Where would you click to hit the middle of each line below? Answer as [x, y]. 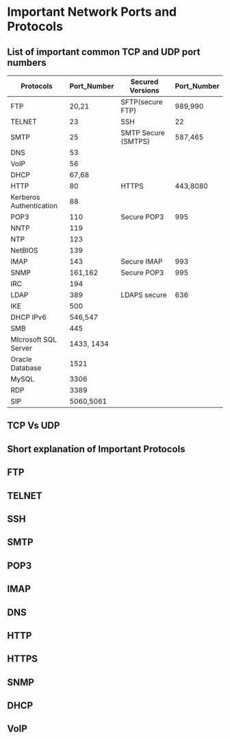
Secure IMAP [142, 261]
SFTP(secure [142, 102]
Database [26, 368]
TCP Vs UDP [34, 426]
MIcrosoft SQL [34, 339]
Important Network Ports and [92, 12]
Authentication [34, 206]
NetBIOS [24, 250]
